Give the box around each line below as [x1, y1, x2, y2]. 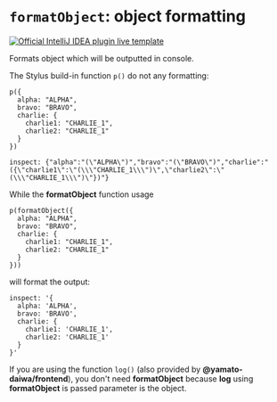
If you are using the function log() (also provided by [9, 364, 201, 374]
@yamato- [202, 364, 243, 374]
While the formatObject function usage [9, 189, 154, 200]
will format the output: [9, 276, 91, 287]
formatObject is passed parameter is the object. [9, 382, 187, 393]
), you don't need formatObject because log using [68, 373, 254, 384]
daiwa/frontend [9, 373, 69, 384]
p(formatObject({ [9, 206, 74, 215]
